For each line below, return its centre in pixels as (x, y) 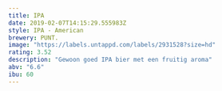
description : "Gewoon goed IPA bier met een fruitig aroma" (111, 60)
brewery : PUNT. (34, 38)
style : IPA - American (46, 30)
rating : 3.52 (30, 52)
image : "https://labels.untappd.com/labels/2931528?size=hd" (112, 45)
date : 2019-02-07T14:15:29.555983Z (67, 23)
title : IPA (26, 15)
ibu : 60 (21, 74)
